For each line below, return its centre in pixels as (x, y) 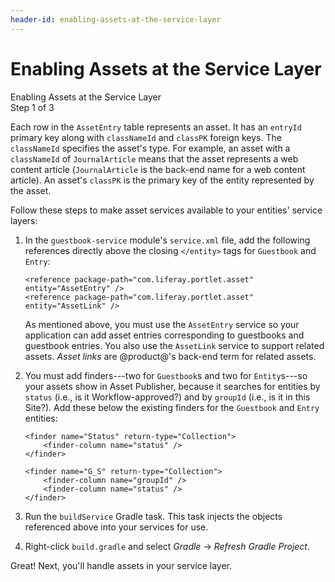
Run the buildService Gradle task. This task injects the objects (153, 516)
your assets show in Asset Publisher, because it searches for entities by (172, 386)
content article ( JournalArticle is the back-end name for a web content (158, 169)
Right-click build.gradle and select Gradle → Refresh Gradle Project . (167, 546)
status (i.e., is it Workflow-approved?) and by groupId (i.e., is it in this (167, 397)
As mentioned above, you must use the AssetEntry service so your (162, 324)
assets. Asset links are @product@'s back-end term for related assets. (170, 356)
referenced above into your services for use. (116, 527)
